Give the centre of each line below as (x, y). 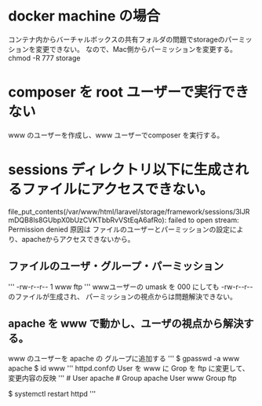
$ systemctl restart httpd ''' (52, 394)
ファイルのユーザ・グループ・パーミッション (116, 267)
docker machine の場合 (84, 16)
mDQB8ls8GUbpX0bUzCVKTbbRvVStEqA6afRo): (87, 220)
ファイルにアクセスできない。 (118, 190)
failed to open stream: (204, 220)
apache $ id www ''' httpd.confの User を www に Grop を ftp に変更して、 (129, 368)
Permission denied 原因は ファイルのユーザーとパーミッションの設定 (119, 229)
